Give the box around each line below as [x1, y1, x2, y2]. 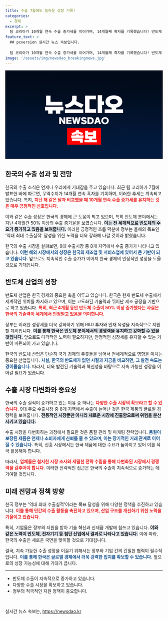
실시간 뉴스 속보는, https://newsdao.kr [5, 608, 81, 614]
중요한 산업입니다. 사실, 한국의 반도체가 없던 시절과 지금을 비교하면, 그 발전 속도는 [5, 357, 162, 363]
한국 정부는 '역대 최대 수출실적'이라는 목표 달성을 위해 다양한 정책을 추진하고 [5, 501, 153, 507]
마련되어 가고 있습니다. [14, 340, 59, 346]
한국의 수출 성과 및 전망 [5, 170, 72, 179]
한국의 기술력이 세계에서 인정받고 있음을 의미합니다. [5, 311, 105, 317]
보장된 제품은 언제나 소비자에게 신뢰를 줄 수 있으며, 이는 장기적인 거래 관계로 [5, 435, 151, 441]
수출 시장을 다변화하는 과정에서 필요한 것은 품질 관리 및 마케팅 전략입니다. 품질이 [5, 429, 161, 435]
